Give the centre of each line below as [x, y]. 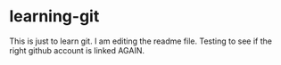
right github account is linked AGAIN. [77, 50]
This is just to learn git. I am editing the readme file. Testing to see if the [140, 41]
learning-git [54, 16]
